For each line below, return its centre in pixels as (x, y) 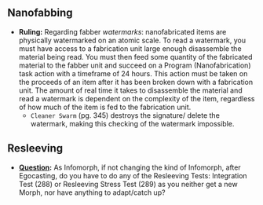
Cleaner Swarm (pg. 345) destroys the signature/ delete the (125, 115)
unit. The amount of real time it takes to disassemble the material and (130, 90)
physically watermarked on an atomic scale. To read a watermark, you (132, 40)
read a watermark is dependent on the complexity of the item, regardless (137, 98)
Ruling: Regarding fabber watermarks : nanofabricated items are (122, 31)
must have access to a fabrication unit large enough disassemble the (130, 48)
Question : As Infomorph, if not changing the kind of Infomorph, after (130, 167)
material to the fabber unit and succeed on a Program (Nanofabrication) (135, 65)
